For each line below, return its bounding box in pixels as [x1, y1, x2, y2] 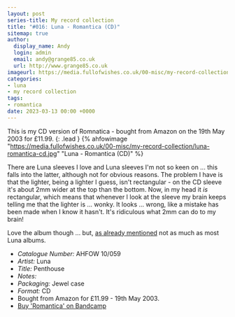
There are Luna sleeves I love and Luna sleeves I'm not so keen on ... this [7, 162, 218, 171]
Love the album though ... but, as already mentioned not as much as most [7, 228, 219, 237]
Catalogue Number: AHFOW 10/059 [17, 249, 121, 258]
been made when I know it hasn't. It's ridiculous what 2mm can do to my [7, 207, 217, 216]
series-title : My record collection [7, 17, 114, 24]
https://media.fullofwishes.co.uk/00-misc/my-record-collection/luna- [10, 141, 210, 150]
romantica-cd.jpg [7, 149, 57, 157]
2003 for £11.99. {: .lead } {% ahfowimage [7, 134, 128, 143]
